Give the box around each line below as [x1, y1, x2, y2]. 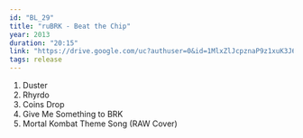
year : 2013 [9, 30, 50, 39]
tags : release [9, 55, 63, 64]
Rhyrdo [22, 89, 50, 100]
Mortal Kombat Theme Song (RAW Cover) [22, 118, 178, 129]
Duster [22, 80, 48, 90]
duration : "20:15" [9, 38, 78, 48]
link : [9, 47, 30, 56]
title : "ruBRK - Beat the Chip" [9, 22, 131, 31]
